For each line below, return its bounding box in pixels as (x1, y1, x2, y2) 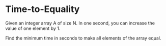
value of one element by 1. (5, 25, 61, 31)
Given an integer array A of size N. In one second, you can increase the (5, 20, 155, 26)
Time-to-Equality (5, 3, 80, 15)
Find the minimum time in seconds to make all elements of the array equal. (5, 35, 161, 41)
